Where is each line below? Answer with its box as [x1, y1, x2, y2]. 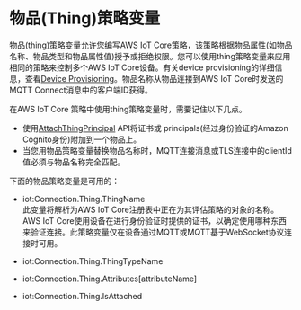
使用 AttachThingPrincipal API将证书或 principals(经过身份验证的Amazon [22, 122, 289, 133]
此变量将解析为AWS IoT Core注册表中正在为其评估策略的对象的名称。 [22, 204, 279, 215]
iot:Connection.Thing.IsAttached [22, 290, 142, 301]
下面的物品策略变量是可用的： [9, 175, 120, 186]
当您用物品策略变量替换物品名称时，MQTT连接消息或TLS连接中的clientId [22, 145, 292, 155]
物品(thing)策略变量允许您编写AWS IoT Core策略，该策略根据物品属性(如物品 [9, 40, 293, 50]
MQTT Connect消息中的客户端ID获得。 [9, 84, 153, 95]
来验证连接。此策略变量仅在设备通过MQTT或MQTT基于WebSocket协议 [22, 226, 285, 237]
